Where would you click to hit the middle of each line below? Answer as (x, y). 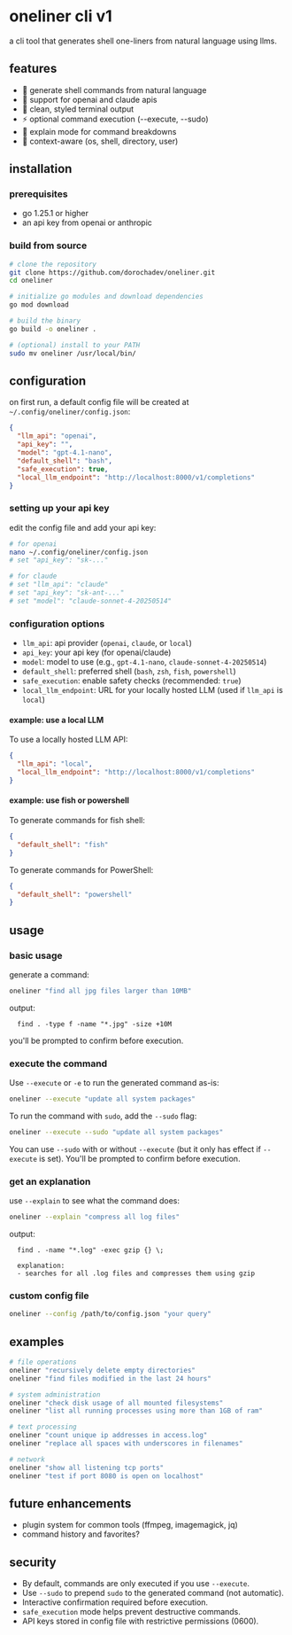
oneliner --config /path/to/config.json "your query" (111, 1314)
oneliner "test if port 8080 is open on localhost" (106, 1476)
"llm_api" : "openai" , (57, 436)
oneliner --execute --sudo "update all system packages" (116, 1133)
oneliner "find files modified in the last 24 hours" (111, 1378)
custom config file (50, 1296)
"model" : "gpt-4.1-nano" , (65, 453)
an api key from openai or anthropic (87, 222)
